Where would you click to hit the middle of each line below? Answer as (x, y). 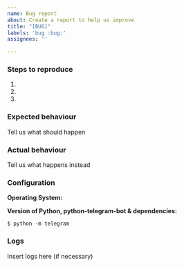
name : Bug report (32, 13)
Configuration (31, 182)
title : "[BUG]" (29, 26)
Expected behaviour (42, 117)
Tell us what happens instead (49, 165)
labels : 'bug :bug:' (37, 33)
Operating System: (35, 198)
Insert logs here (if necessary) (50, 256)
